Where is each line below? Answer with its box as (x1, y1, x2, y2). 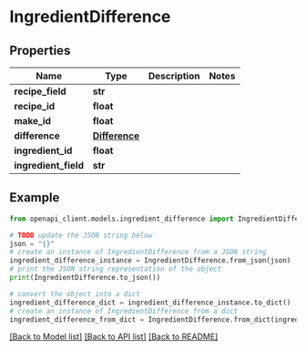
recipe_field (14, 85, 66, 98)
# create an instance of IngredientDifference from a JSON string (9, 248, 267, 257)
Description (148, 70, 200, 82)
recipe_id (14, 100, 56, 112)
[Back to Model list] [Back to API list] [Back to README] (9, 331, 219, 343)
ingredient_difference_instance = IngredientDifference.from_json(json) (9, 256, 291, 265)
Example (9, 190, 60, 206)
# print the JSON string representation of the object (9, 264, 222, 274)
